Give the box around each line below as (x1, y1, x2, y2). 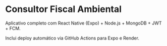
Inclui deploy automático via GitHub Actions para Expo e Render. (5, 35, 140, 41)
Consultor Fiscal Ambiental (5, 3, 122, 15)
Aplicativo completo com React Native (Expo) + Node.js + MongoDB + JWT (5, 20, 162, 26)
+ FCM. (5, 25, 21, 31)
